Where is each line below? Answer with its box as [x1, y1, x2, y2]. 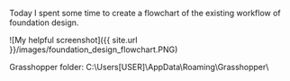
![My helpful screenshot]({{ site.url [9, 35, 138, 45]
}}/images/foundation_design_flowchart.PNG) [9, 44, 178, 55]
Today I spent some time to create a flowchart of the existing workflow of [9, 8, 281, 18]
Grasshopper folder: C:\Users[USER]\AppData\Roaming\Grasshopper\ [9, 62, 269, 72]
